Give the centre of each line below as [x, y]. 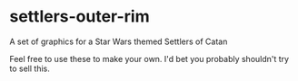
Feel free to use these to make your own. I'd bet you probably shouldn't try [149, 58]
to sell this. [30, 68]
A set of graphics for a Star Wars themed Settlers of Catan [119, 41]
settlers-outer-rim [79, 17]
